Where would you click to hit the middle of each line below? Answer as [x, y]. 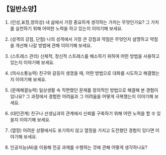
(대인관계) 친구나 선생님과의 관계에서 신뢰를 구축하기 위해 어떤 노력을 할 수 [83, 113]
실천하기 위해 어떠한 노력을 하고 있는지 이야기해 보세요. [69, 28]
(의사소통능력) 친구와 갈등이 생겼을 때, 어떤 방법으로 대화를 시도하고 [76, 73]
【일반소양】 [22, 9]
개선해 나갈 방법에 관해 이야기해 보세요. [54, 45]
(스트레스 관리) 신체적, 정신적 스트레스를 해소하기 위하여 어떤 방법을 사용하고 [85, 56]
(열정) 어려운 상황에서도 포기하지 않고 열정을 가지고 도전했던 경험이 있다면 [82, 130]
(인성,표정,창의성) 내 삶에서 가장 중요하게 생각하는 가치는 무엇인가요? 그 [80, 22]
